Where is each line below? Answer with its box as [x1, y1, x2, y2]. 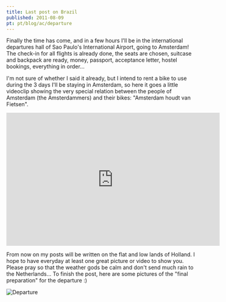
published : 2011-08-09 [6, 15, 64, 21]
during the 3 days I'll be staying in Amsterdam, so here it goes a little [6, 81, 178, 88]
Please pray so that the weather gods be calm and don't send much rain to [6, 264, 194, 271]
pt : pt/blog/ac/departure [6, 20, 72, 26]
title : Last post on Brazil [6, 9, 78, 15]
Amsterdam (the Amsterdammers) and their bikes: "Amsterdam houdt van [6, 94, 191, 101]
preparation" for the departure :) [6, 277, 87, 284]
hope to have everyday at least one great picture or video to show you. [6, 257, 184, 265]
